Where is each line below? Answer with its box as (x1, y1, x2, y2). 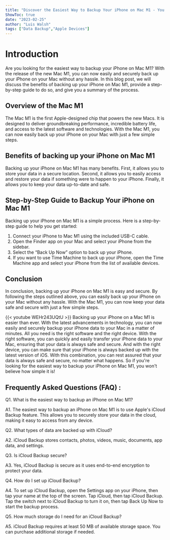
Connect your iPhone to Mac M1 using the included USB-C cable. (12, 233, 149, 239)
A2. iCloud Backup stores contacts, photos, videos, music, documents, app (5, 437, 162, 443)
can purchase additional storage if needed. (5, 529, 95, 535)
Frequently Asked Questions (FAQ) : (5, 383, 121, 392)
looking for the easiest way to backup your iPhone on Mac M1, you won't (5, 363, 157, 369)
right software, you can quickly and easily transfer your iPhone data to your (5, 336, 163, 342)
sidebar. (12, 244, 30, 250)
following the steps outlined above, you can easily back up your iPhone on (5, 293, 161, 300)
